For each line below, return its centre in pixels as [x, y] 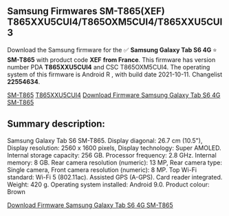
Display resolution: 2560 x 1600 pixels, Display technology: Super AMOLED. [114, 148]
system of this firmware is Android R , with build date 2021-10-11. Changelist [115, 74]
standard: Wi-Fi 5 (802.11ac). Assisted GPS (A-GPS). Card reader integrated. [115, 177]
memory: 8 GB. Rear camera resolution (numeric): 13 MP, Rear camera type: [115, 162]
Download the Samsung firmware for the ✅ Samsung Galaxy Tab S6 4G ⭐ [112, 50]
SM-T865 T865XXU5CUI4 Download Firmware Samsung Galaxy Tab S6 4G [114, 95]
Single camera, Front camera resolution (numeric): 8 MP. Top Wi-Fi [102, 170]
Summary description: [56, 124]
